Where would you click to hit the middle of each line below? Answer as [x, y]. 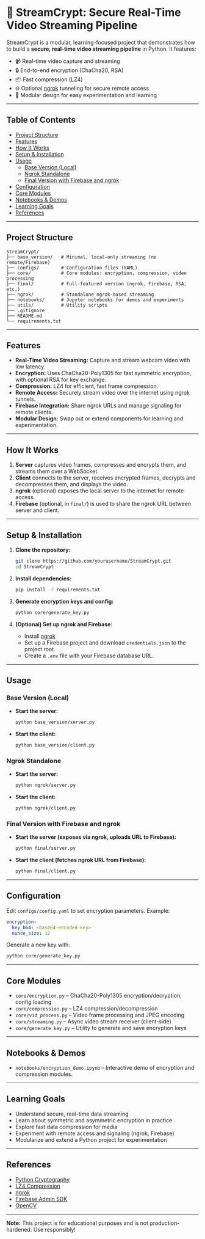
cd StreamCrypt [34, 567]
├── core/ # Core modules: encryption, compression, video [97, 273]
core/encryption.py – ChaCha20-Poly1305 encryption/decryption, [98, 996]
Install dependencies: [43, 578]
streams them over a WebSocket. [57, 471]
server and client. [37, 510]
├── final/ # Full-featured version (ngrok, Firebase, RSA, [97, 283]
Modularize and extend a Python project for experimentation [91, 1139]
